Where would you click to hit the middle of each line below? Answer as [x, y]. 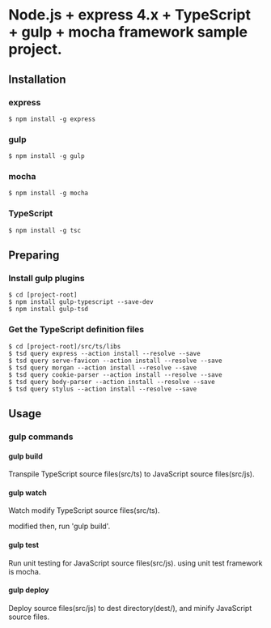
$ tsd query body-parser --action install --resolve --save [112, 382]
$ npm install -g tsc [45, 230]
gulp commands [41, 437]
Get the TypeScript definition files [76, 330]
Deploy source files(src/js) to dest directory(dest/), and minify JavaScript [130, 608]
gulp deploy [29, 590]
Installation [37, 79]
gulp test [23, 545]
